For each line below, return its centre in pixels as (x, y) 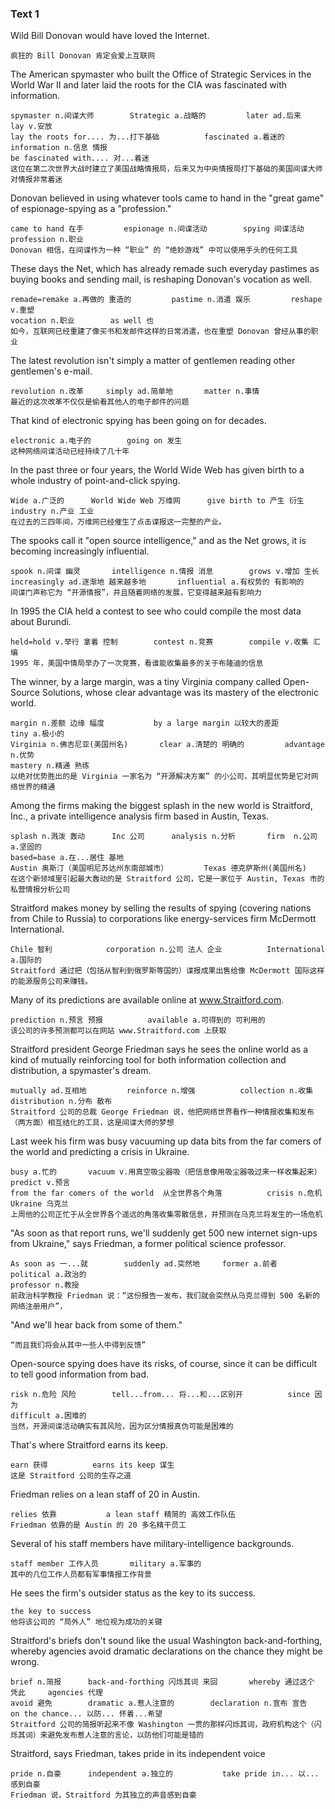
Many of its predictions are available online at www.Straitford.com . (147, 1000)
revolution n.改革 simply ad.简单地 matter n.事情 (135, 392)
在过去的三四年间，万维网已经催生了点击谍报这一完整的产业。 (118, 522)
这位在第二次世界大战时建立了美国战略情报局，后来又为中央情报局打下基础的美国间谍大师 (166, 169)
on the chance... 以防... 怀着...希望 (86, 1714)
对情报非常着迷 (36, 180)
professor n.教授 (45, 1285)
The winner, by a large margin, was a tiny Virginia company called (146, 682)
